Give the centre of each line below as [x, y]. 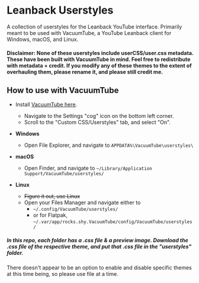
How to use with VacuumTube [63, 90]
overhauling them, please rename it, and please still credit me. [85, 72]
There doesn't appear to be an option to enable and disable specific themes [99, 268]
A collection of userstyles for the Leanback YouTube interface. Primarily [94, 27]
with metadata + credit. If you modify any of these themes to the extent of [99, 65]
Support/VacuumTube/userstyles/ [64, 174]
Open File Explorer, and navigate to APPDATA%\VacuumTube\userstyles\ [109, 145]
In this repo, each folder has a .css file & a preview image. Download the [97, 240]
